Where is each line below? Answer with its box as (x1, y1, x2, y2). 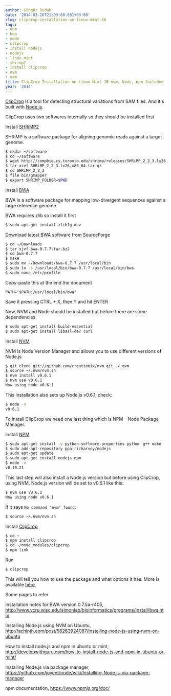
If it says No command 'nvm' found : (5, 504, 76, 510)
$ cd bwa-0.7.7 (5, 251, 38, 256)
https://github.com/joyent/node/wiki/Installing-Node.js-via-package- (5, 669, 151, 675)
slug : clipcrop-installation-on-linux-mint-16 (5, 17, 106, 22)
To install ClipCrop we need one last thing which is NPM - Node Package (5, 416, 159, 422)
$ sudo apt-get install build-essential (5, 324, 93, 329)
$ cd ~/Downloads (5, 241, 42, 247)
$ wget (5, 158, 19, 164)
